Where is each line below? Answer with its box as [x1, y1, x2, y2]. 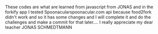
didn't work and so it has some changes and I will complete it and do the [5, 14, 151, 20]
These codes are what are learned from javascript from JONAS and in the [5, 4, 154, 10]
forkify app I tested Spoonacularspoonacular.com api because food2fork [5, 9, 152, 15]
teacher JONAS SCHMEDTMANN [5, 24, 72, 30]
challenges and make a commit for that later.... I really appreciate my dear [5, 19, 153, 25]
